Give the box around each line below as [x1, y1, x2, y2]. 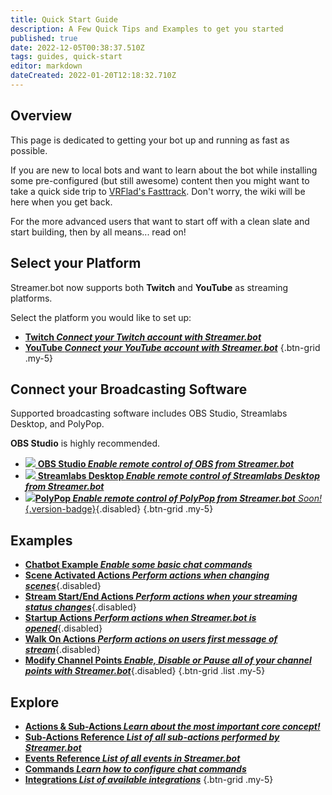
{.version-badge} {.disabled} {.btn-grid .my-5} [24, 503, 214, 515]
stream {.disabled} [24, 644, 101, 656]
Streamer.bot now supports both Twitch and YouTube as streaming [10, 281, 289, 293]
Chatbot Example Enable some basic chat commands [24, 559, 253, 571]
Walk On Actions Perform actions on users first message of [24, 633, 278, 645]
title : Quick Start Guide [10, 14, 118, 25]
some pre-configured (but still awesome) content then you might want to [10, 174, 310, 186]
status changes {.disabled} [24, 601, 137, 613]
